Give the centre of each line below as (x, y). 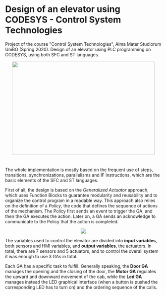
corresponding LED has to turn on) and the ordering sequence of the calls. (81, 288)
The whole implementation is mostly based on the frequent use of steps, (79, 170)
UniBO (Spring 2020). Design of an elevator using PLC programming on (78, 49)
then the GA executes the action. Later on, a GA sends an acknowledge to (81, 216)
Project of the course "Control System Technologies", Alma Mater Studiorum (83, 44)
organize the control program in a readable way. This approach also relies (80, 200)
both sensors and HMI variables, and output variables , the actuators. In (79, 246)
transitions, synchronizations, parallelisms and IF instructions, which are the (83, 175)
